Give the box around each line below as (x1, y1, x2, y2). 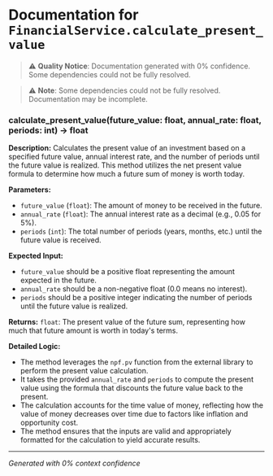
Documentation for (8, 6, 139, 24)
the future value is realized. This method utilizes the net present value (8, 160, 242, 170)
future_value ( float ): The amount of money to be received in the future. (19, 201, 262, 211)
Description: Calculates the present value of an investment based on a (8, 143, 246, 153)
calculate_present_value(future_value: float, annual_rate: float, (8, 114, 262, 125)
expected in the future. (19, 275, 97, 286)
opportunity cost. (19, 417, 79, 428)
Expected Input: (8, 251, 63, 261)
